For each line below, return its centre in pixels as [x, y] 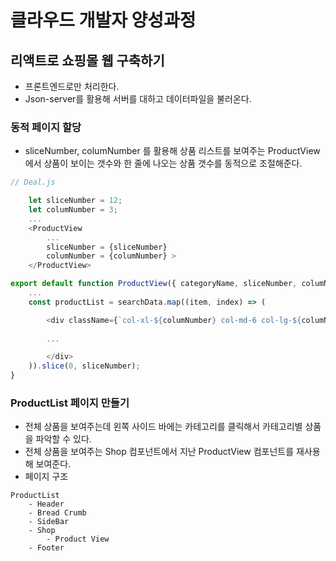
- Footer [46, 548]
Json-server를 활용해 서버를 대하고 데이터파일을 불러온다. [138, 99]
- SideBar [49, 522]
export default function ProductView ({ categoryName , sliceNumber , [154, 284]
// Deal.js [33, 182]
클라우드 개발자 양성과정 [103, 20]
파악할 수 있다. [63, 439]
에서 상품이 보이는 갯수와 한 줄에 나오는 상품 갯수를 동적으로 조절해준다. [163, 163]
